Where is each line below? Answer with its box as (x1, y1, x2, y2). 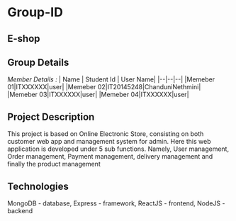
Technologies (7, 180, 69, 192)
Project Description (7, 110, 95, 123)
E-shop (7, 33, 40, 45)
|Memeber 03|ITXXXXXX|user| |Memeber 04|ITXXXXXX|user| (7, 90, 189, 99)
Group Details (7, 56, 69, 68)
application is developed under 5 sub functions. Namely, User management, (7, 144, 229, 153)
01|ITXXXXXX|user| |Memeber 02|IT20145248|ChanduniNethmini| (7, 83, 201, 91)
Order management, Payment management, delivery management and (7, 152, 213, 161)
